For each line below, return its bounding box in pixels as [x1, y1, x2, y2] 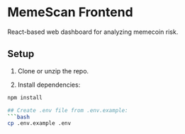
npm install [7, 94, 43, 101]
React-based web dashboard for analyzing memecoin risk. [7, 28, 179, 36]
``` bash [7, 114, 30, 121]
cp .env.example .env [7, 120, 72, 127]
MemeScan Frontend [7, 4, 133, 20]
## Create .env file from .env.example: [7, 106, 129, 114]
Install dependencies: [17, 80, 81, 89]
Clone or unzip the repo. [17, 66, 89, 75]
